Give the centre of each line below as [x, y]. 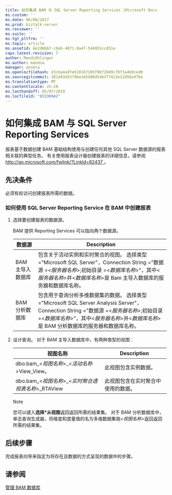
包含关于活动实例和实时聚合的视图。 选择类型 [92, 255]
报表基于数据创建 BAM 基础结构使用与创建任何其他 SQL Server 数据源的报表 [85, 149]
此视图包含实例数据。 [130, 368]
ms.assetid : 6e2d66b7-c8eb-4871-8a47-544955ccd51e [60, 48]
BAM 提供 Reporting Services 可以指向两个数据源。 [67, 231]
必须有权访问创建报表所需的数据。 [41, 193]
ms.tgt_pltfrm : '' [25, 39]
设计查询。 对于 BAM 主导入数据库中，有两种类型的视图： [73, 340]
